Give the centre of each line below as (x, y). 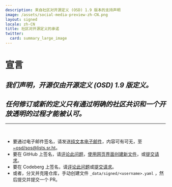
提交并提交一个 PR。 (38, 180)
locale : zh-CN (20, 24)
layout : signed (21, 19)
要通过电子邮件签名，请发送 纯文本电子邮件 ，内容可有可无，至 (77, 142)
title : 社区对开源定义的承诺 (32, 29)
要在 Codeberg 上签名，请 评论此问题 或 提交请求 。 (65, 167)
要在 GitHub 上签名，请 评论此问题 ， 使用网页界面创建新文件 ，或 (79, 154)
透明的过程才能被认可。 (49, 114)
